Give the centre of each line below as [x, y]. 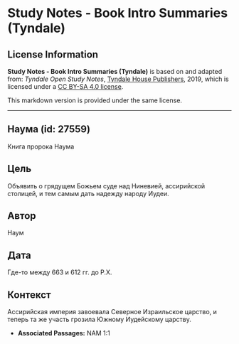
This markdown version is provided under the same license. [95, 100]
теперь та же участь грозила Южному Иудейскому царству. [100, 319]
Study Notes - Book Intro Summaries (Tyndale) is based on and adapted [115, 71]
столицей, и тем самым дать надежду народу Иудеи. [88, 193]
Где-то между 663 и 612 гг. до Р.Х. [60, 272]
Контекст [29, 295]
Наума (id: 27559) [49, 129]
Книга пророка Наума [41, 146]
